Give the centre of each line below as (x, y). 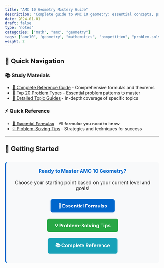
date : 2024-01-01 (23, 19)
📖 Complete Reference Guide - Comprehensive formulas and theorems (83, 88)
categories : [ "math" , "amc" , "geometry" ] (48, 32)
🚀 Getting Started (32, 149)
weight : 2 (15, 41)
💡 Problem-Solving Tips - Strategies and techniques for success (77, 129)
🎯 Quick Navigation (35, 61)
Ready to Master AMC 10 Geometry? (83, 171)
